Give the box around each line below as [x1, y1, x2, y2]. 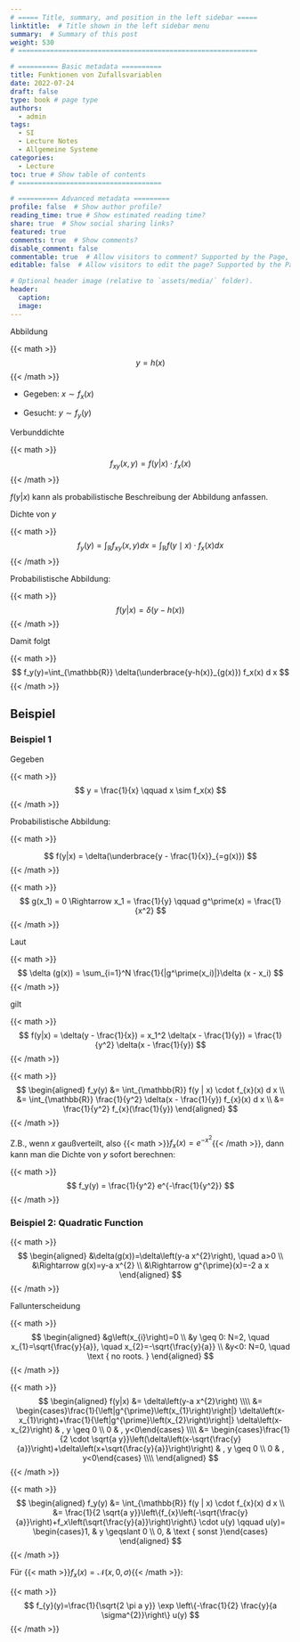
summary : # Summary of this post [10, 29, 139, 38]
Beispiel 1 [10, 733, 53, 746]
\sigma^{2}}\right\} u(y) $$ [101, 1609, 199, 1620]
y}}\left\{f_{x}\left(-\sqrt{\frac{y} [129, 1507, 248, 1518]
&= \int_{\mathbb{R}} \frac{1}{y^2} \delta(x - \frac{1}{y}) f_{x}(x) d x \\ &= [16, 1093, 285, 1105]
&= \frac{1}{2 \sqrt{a [53, 1507, 128, 1518]
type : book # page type [10, 95, 99, 104]
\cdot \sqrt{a [69, 1434, 117, 1444]
